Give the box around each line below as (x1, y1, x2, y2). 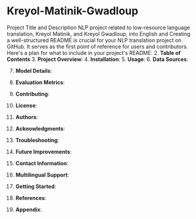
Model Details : (15, 67, 52, 74)
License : (15, 101, 38, 109)
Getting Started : (15, 183, 57, 190)
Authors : (15, 113, 38, 121)
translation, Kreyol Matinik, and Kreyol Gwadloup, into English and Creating (7, 30, 191, 37)
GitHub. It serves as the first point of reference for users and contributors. (7, 43, 188, 50)
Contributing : (15, 90, 50, 97)
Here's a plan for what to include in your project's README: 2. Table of (7, 49, 181, 56)
